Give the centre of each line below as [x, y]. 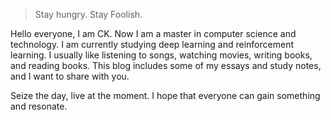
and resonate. [39, 106]
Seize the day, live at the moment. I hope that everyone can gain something [165, 95]
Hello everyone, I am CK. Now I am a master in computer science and [153, 33]
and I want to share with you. [70, 76]
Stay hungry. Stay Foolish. [88, 14]
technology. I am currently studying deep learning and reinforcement [152, 44]
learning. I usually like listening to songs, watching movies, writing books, [161, 55]
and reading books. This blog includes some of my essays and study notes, [166, 65]
